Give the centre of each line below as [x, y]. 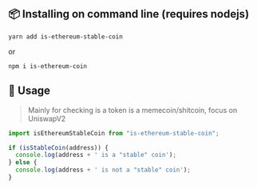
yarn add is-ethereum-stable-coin [66, 36]
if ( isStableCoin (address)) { [59, 147]
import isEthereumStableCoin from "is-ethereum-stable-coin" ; [114, 133]
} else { [23, 163]
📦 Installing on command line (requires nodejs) [129, 14]
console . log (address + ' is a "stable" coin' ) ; [96, 155]
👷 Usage [29, 91]
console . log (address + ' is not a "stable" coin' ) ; [103, 170]
